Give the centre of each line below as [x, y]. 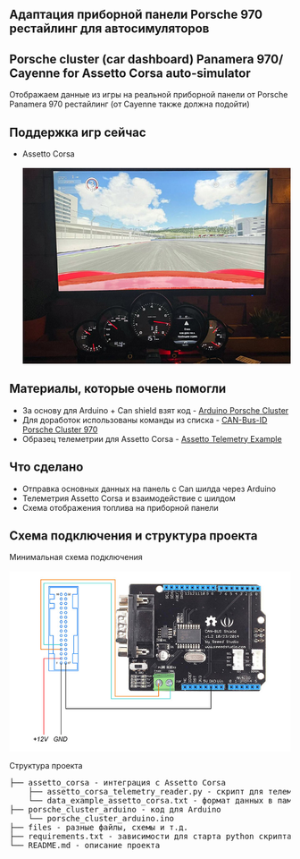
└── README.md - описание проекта [85, 846]
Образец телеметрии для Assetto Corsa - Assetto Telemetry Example [152, 438]
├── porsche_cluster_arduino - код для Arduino [115, 810]
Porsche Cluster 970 [60, 429]
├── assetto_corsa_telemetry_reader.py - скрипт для [146, 792]
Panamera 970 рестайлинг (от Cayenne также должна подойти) [129, 104]
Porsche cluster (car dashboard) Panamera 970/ [146, 59]
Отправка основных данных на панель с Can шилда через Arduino [149, 489]
